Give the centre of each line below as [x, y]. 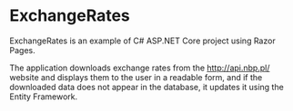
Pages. [22, 50]
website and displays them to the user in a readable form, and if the [136, 77]
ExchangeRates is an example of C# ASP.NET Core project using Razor [142, 41]
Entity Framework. [44, 97]
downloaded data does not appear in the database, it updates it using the [146, 87]
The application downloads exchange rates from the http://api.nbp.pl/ [140, 68]
